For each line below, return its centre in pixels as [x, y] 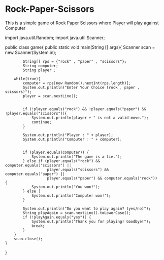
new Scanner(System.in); [31, 52]
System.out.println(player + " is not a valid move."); [90, 118]
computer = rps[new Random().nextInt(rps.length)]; [77, 83]
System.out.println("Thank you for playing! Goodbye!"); [91, 221]
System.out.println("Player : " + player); [68, 135]
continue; [41, 122]
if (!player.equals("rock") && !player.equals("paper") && [85, 109]
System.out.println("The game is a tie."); [77, 157]
